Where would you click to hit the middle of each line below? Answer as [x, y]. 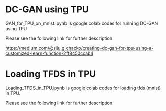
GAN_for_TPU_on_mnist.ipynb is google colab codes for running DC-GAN [82, 23]
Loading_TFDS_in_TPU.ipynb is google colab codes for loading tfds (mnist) [83, 88]
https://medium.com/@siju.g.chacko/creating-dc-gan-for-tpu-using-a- [79, 48]
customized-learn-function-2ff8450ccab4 [49, 53]
